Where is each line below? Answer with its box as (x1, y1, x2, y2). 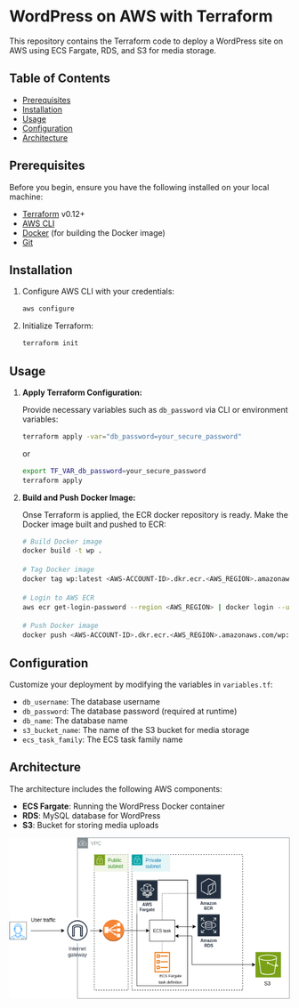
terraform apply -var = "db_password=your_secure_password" (21, 431, 242, 441)
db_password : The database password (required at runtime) (21, 706, 238, 716)
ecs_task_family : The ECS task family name (21, 734, 183, 745)
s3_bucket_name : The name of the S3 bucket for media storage (21, 725, 250, 735)
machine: (9, 191, 44, 202)
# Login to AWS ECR (21, 593, 95, 602)
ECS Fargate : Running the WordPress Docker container (21, 801, 225, 811)
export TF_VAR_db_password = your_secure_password (21, 466, 206, 475)
